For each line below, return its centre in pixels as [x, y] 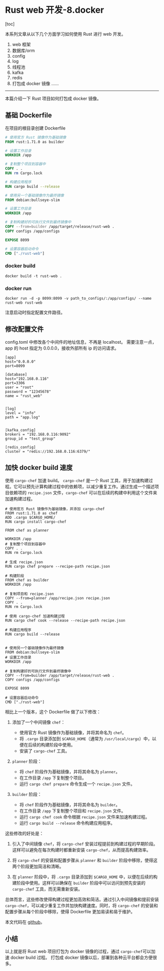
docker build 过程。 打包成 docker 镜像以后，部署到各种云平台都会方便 [82, 958]
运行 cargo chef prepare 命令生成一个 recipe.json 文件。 [77, 784]
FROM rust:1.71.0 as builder [35, 142]
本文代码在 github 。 [25, 922]
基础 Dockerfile [29, 115]
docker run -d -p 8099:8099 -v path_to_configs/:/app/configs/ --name [78, 298]
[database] [16, 375]
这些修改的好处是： [24, 833]
